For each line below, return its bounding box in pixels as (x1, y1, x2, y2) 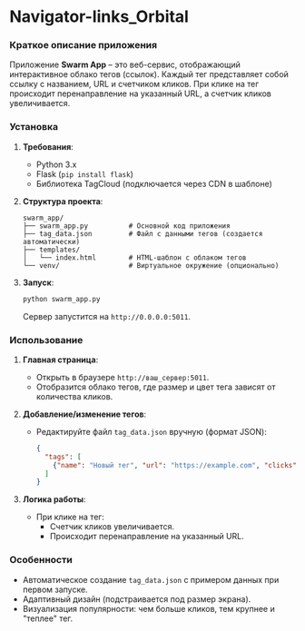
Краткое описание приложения (9, 39, 157, 52)
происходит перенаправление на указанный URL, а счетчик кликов (9, 88, 272, 99)
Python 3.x (35, 159, 77, 170)
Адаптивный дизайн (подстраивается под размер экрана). (22, 593, 251, 605)
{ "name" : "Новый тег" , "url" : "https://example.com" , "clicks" (53, 460, 297, 469)
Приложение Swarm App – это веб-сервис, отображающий (9, 59, 241, 70)
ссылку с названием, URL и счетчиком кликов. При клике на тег (9, 79, 260, 90)
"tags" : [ (44, 452, 82, 461)
